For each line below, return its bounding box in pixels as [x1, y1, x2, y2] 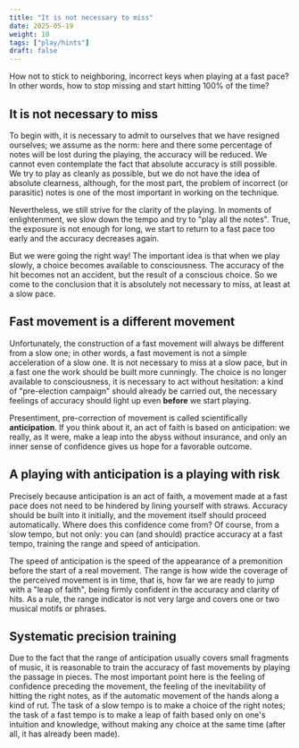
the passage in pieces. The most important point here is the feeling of [9, 672, 266, 683]
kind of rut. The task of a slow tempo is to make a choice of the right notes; [9, 700, 286, 711]
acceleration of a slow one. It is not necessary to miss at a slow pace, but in [9, 357, 287, 368]
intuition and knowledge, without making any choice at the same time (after [9, 719, 287, 730]
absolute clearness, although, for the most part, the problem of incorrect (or [9, 177, 288, 188]
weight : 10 [9, 30, 50, 38]
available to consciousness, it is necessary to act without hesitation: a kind [9, 376, 284, 387]
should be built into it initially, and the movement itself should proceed [9, 509, 267, 520]
